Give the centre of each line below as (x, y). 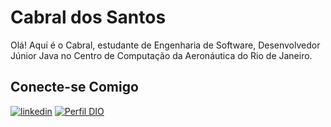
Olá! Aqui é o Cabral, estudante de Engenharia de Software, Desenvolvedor (165, 45)
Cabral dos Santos (88, 17)
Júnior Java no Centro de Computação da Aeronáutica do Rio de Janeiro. (161, 55)
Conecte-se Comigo (74, 87)
